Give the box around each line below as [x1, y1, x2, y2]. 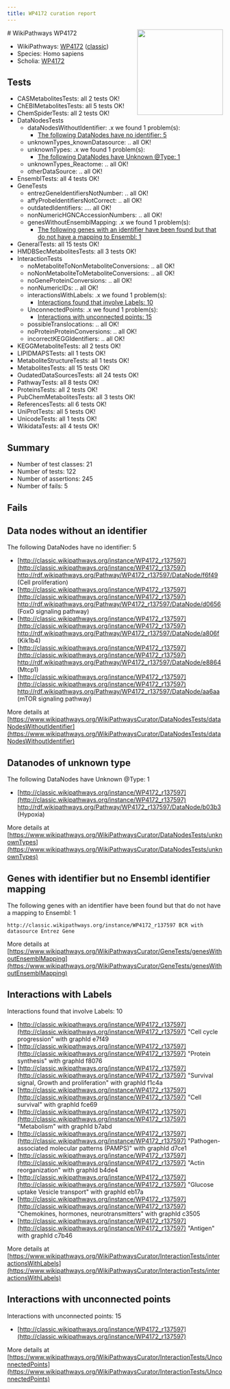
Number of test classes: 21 [16, 460, 92, 468]
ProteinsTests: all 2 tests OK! [16, 386, 98, 394]
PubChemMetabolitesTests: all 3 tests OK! [16, 393, 136, 401]
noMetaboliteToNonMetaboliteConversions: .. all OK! [27, 262, 175, 271]
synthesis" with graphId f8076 [16, 1056, 103, 1065]
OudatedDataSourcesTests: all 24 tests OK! [16, 371, 139, 379]
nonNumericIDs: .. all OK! [27, 284, 99, 292]
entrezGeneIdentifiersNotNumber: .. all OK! [27, 189, 149, 197]
